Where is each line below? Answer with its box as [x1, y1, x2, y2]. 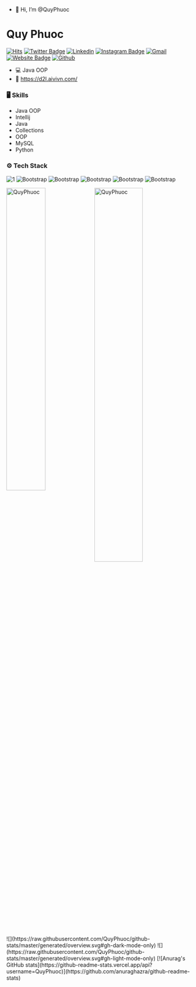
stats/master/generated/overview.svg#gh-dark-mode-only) [6, 942, 156, 949]
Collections [15, 126, 44, 134]
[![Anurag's [157, 954, 186, 962]
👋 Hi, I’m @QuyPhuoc [15, 6, 70, 13]
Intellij [15, 113, 31, 121]
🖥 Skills [6, 91, 29, 99]
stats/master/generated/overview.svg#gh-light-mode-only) [6, 954, 156, 962]
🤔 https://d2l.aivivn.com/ [15, 75, 78, 82]
